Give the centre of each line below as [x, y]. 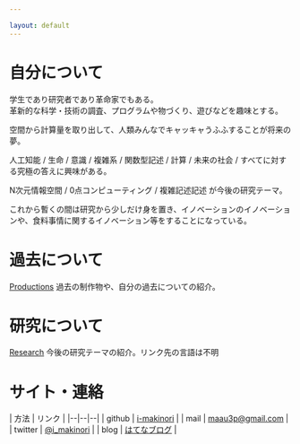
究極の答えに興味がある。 [64, 170]
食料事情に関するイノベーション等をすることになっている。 [142, 220]
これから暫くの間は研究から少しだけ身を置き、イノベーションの [127, 209]
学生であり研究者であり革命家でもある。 [84, 99]
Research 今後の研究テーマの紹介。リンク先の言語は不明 [114, 353]
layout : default [39, 25]
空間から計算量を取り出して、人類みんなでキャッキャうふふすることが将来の [150, 129]
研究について [56, 326]
